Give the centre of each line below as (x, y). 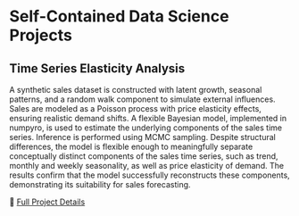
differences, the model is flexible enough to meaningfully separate (131, 146)
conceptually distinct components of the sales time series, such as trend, (144, 156)
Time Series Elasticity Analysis (97, 68)
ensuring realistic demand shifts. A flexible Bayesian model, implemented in (148, 118)
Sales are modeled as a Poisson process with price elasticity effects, (135, 108)
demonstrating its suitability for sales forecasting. (100, 184)
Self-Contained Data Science (119, 17)
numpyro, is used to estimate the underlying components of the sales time (146, 128)
